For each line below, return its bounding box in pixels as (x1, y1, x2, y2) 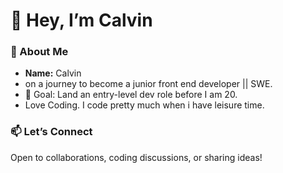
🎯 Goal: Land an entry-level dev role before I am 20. (24, 89, 238, 101)
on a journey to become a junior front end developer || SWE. (24, 78, 273, 90)
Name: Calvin (24, 67, 82, 79)
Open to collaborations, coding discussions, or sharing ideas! (10, 151, 263, 163)
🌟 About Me (10, 45, 69, 59)
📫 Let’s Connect (10, 125, 93, 139)
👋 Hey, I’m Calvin (10, 9, 153, 32)
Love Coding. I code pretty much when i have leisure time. (24, 99, 265, 111)
